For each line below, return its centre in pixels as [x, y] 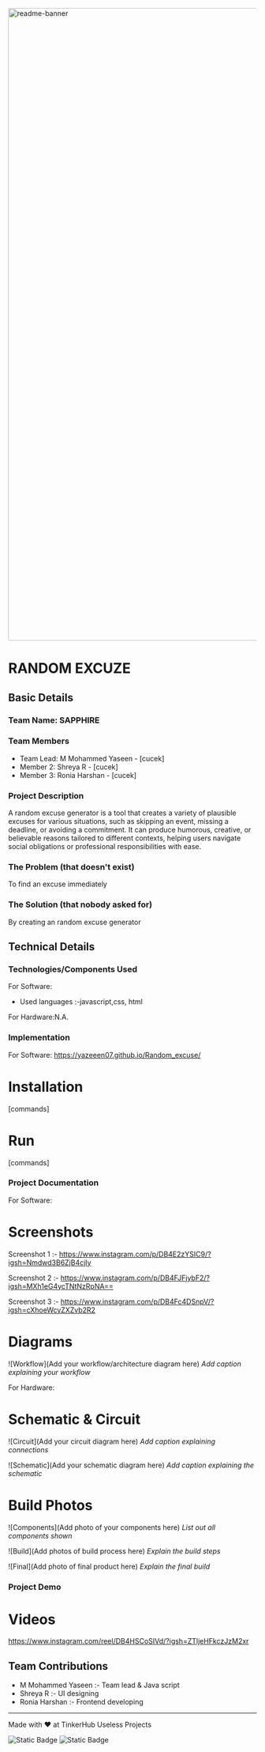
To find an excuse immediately [58, 884]
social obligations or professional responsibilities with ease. [105, 847]
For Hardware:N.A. [39, 1017]
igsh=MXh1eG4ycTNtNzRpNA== [61, 1286]
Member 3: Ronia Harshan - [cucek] [78, 775]
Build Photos [50, 1505]
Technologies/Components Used [73, 969]
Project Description [46, 795]
